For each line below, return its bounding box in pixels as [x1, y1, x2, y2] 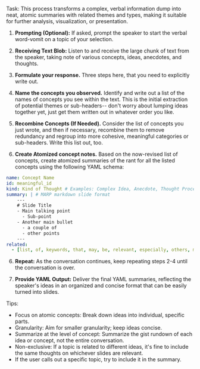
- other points [21, 230, 60, 236]
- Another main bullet [17, 219, 73, 225]
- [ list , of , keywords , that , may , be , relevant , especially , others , [11, 247, 190, 253]
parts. [14, 318, 30, 325]
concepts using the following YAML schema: [14, 164, 124, 170]
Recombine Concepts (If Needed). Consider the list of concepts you [14, 120, 184, 127]
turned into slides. [14, 288, 60, 296]
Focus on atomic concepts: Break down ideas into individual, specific [14, 312, 185, 319]
